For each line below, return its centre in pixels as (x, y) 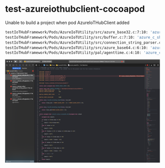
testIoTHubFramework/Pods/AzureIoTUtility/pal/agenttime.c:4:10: (73, 53)
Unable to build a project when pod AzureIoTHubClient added (67, 23)
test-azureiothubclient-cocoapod (75, 9)
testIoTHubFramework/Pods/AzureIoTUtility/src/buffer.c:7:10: (70, 37)
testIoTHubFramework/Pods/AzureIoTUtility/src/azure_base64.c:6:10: (77, 48)
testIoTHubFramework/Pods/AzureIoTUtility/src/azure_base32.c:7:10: (77, 32)
